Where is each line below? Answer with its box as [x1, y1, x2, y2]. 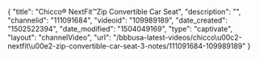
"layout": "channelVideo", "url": [7, 32, 112, 42]
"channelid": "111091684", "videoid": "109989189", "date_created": [7, 15, 228, 25]
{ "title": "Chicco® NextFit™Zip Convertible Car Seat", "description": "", [7, 7, 241, 16]
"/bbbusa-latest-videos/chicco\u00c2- [112, 32, 243, 42]
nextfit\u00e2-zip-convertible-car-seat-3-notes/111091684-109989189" [7, 41, 246, 51]
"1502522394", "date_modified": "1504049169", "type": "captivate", [7, 24, 233, 33]
